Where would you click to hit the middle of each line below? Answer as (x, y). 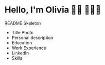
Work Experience (29, 48)
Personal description (32, 38)
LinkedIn (20, 53)
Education (22, 42)
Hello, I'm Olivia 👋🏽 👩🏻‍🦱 (53, 10)
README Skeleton (23, 23)
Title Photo (22, 32)
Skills (17, 58)
